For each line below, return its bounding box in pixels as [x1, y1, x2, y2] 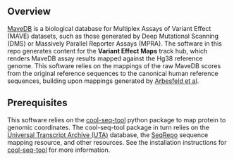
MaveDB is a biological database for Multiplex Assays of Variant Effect [7, 24, 211, 32]
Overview [7, 6, 51, 18]
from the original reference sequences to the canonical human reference [7, 69, 218, 77]
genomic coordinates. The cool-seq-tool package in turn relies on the [7, 123, 210, 131]
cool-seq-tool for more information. [7, 146, 111, 154]
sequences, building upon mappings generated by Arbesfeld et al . [7, 77, 199, 85]
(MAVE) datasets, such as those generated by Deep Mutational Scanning [7, 32, 219, 40]
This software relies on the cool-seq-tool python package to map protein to [7, 115, 226, 124]
